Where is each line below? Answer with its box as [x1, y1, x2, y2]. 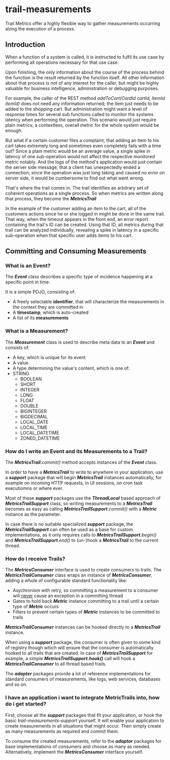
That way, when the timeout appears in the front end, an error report [5, 216, 148, 222]
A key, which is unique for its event [12, 354, 86, 360]
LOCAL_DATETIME [20, 429, 59, 436]
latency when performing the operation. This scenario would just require [5, 117, 156, 123]
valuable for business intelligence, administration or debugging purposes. [5, 85, 159, 91]
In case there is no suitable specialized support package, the [5, 521, 133, 527]
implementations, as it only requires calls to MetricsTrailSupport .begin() [5, 532, 157, 538]
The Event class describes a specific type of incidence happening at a [5, 274, 153, 280]
